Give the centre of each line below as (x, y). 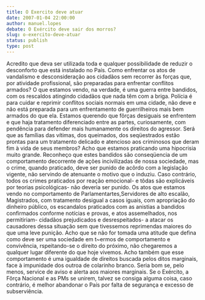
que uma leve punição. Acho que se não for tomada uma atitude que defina (102, 233)
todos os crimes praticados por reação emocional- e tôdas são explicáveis (100, 181)
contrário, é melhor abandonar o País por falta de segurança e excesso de (100, 285)
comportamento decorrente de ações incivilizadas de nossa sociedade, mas (102, 161)
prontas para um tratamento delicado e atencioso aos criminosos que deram (103, 141)
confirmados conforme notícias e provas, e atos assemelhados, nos (92, 213)
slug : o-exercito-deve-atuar (43, 35)
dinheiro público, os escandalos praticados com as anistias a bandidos (95, 206)
